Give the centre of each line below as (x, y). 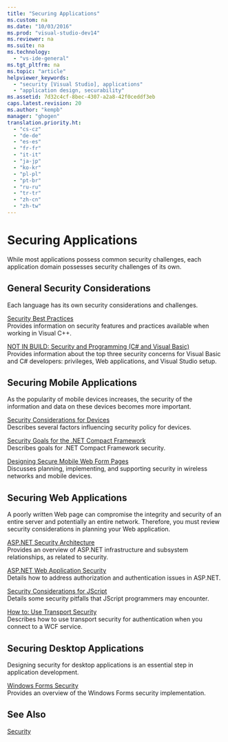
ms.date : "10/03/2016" (40, 26)
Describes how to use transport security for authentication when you (105, 619)
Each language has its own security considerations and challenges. (103, 305)
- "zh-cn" (27, 200)
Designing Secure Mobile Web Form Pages (68, 461)
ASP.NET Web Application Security (57, 571)
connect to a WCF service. (45, 627)
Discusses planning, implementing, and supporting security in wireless (107, 469)
